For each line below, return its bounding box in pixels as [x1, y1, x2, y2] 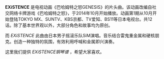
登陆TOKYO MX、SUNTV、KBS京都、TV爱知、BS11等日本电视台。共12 [9, 16, 153, 22]
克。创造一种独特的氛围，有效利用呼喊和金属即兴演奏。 [5, 39, 117, 44]
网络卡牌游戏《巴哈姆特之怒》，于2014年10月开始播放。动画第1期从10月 [9, 10, 153, 16]
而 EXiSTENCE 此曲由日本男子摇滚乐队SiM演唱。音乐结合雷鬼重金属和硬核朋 [5, 33, 160, 38]
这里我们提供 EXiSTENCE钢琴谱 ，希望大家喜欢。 [5, 49, 105, 55]
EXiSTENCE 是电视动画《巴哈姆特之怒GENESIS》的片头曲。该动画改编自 [5, 4, 152, 10]
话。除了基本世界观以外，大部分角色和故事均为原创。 [5, 22, 113, 28]
